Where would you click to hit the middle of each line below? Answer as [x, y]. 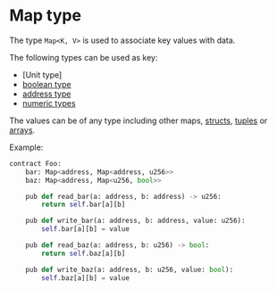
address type [46, 94]
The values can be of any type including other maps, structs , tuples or [138, 120]
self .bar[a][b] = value [85, 229]
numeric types [49, 103]
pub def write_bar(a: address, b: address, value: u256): [135, 221]
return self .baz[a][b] [84, 253]
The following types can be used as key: [84, 57]
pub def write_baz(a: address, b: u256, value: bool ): [130, 269]
